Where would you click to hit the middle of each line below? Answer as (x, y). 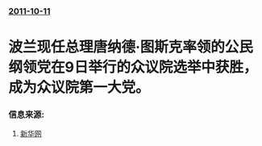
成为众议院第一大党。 (79, 88)
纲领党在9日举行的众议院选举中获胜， (133, 67)
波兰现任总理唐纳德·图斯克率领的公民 (131, 47)
